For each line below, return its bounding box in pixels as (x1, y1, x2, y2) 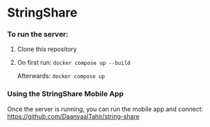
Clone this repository (17, 45, 77, 53)
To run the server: (7, 30, 69, 39)
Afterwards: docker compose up (17, 72, 106, 80)
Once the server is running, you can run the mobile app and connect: (7, 105, 204, 113)
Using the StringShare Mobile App (7, 89, 124, 99)
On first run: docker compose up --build (17, 59, 131, 67)
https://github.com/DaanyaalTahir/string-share (7, 112, 140, 120)
